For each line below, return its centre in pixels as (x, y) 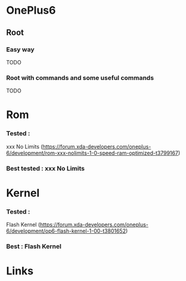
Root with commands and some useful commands (80, 78)
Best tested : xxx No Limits (46, 168)
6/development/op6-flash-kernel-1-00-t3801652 (66, 231)
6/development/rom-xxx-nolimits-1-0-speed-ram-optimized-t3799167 (92, 153)
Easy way (20, 50)
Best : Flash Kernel (34, 246)
